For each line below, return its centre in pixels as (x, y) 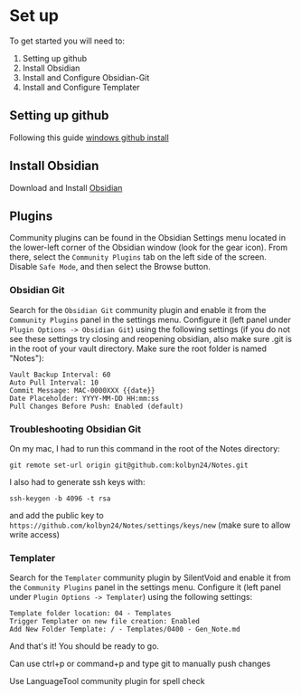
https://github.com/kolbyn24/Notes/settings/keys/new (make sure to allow (150, 525)
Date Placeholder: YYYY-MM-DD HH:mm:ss (85, 398)
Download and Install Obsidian (66, 187)
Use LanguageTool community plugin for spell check (107, 681)
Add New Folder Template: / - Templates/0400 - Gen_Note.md (125, 630)
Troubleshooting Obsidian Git (75, 429)
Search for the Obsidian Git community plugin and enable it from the (138, 309)
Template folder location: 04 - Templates (90, 614)
